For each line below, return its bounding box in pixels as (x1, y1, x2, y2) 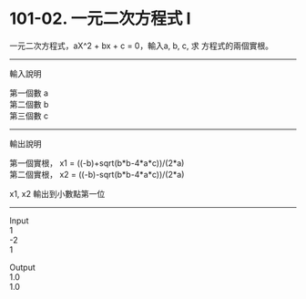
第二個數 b (9, 98, 49, 109)
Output (9, 262, 36, 273)
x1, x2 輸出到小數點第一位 (9, 188, 106, 199)
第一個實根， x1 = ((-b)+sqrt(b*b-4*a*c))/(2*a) (9, 157, 185, 169)
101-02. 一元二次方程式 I (9, 8, 191, 29)
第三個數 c (9, 110, 48, 121)
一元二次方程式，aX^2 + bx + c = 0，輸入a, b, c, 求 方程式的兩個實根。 (9, 40, 273, 51)
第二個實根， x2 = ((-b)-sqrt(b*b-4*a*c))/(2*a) (9, 169, 185, 180)
